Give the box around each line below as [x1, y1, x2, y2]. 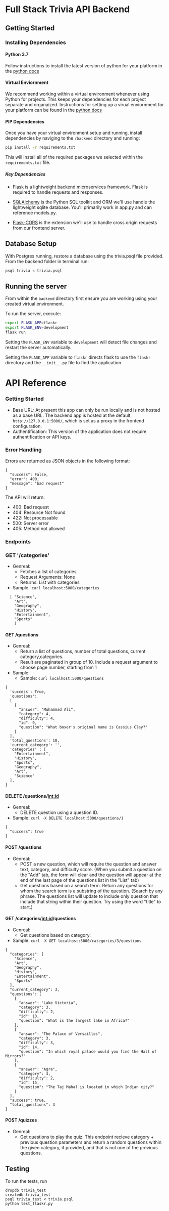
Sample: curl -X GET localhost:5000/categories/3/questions [12, 937, 142, 943]
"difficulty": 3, [18, 1040, 55, 1045]
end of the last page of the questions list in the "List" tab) [20, 877, 139, 883]
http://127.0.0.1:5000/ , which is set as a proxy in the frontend [12, 417, 145, 423]
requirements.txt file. [5, 159, 50, 165]
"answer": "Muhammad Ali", [18, 707, 76, 712]
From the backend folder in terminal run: [5, 258, 89, 264]
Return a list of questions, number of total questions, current [20, 648, 146, 655]
